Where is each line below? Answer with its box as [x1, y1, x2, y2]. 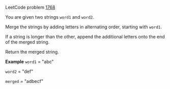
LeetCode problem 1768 [5, 5, 56, 10]
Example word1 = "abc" [5, 59, 54, 65]
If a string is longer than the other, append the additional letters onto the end [5, 34, 165, 39]
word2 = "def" [5, 68, 33, 74]
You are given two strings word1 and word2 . [5, 14, 94, 20]
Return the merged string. [5, 49, 59, 55]
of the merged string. [5, 39, 50, 45]
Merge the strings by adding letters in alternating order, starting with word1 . [5, 24, 162, 30]
